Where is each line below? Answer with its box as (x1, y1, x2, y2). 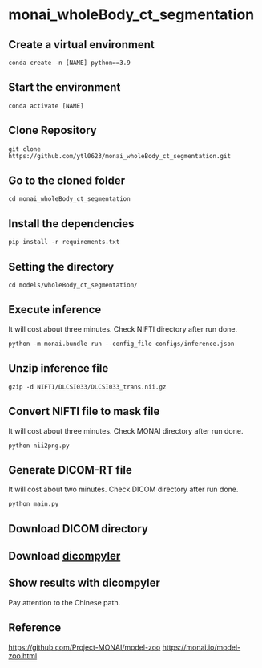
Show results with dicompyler (8, 576, 160, 590)
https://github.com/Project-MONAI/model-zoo (8, 642, 161, 652)
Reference (8, 621, 62, 635)
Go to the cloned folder (8, 174, 126, 188)
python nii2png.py (8, 442, 70, 450)
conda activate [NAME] (8, 102, 84, 110)
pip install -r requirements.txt (8, 238, 120, 246)
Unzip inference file (8, 361, 109, 375)
